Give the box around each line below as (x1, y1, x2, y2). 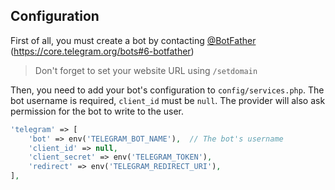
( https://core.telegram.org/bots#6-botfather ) (10, 45, 195, 57)
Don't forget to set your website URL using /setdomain (34, 64, 258, 76)
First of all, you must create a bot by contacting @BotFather (10, 34, 257, 46)
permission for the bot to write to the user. (10, 105, 185, 117)
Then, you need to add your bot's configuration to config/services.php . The (10, 84, 325, 96)
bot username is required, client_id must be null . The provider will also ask (10, 94, 326, 106)
